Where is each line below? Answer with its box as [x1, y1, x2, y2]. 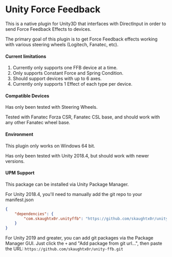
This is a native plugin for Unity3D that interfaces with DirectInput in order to [5, 21, 166, 27]
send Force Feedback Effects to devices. [5, 26, 92, 32]
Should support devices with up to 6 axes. [12, 75, 102, 82]
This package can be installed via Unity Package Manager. [5, 181, 129, 187]
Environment [5, 131, 33, 137]
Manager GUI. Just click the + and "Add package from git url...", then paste [5, 240, 162, 247]
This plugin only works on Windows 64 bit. [5, 143, 96, 149]
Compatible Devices [5, 92, 50, 98]
